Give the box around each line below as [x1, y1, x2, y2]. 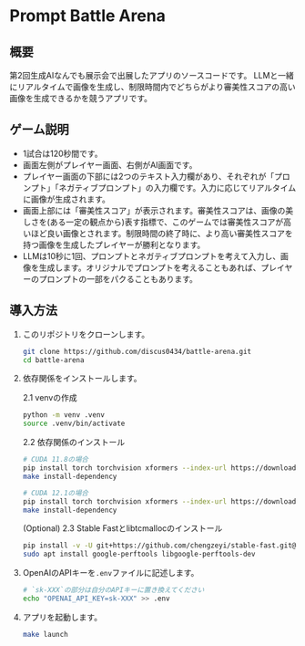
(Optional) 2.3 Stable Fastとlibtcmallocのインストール [22, 523, 223, 534]
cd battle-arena [22, 355, 85, 365]
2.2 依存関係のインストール [22, 437, 126, 448]
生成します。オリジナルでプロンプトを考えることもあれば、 [38, 262, 261, 273]
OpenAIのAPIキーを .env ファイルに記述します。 [22, 568, 199, 578]
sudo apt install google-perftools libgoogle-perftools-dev [22, 549, 256, 559]
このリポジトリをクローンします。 [22, 328, 150, 339]
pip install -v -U [22, 541, 93, 550]
